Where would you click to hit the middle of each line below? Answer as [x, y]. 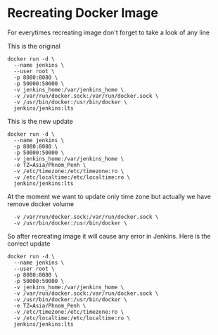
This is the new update [40, 121]
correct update [29, 244]
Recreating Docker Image [83, 13]
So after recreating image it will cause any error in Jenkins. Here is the [109, 236]
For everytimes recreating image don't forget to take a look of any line [108, 32]
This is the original [34, 46]
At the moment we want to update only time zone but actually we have [109, 196]
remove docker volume [41, 204]
